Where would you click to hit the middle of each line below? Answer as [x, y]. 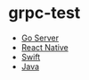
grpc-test [44, 13]
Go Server [40, 38]
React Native [44, 47]
